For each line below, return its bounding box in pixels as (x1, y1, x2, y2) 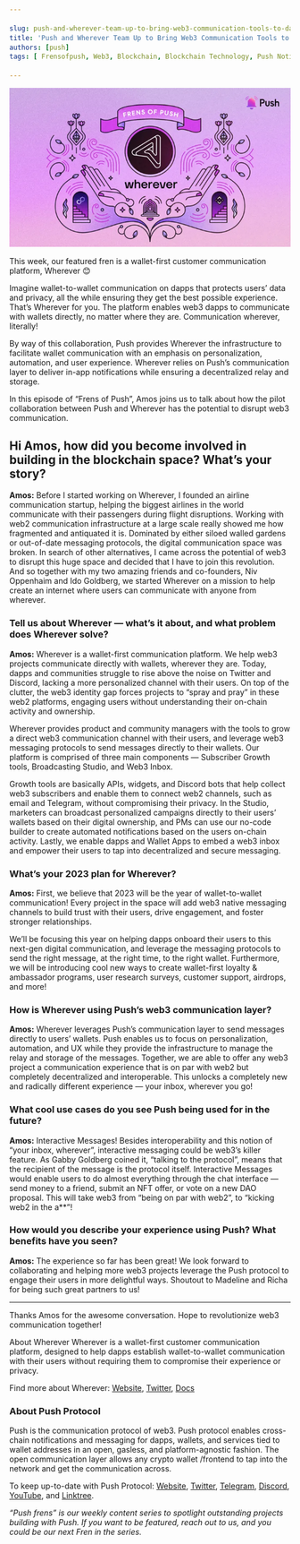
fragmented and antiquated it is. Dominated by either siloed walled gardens (9, 528, 287, 539)
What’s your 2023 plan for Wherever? (9, 867, 177, 879)
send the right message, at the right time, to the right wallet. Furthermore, (9, 952, 279, 963)
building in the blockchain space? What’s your (9, 452, 272, 467)
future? (9, 1115, 43, 1128)
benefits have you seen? (9, 1235, 119, 1248)
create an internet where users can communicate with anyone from (9, 585, 257, 596)
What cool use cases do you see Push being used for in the (9, 1103, 271, 1116)
